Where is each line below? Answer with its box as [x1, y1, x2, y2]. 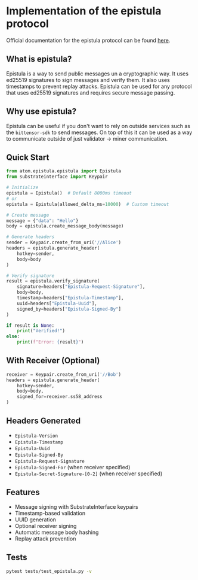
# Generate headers [6, 234, 55, 240]
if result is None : [6, 322, 55, 329]
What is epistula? [6, 54, 72, 64]
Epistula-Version [14, 433, 58, 439]
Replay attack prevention [14, 535, 76, 542]
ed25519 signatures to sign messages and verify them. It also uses [6, 76, 170, 83]
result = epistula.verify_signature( [6, 278, 100, 284]
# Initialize [6, 184, 39, 191]
